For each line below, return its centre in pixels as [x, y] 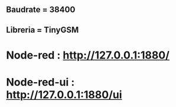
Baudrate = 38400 [41, 10]
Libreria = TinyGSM [43, 30]
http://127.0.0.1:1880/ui [64, 95]
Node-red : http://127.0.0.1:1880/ [88, 55]
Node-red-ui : [40, 82]
